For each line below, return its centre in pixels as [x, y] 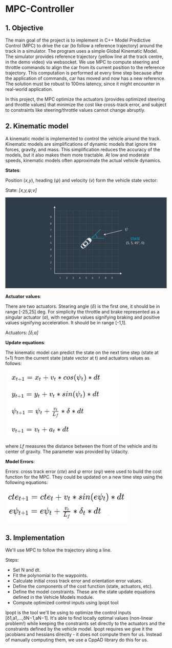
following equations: [27, 482]
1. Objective [24, 28]
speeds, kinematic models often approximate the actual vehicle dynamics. [83, 160]
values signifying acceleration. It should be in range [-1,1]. [66, 323]
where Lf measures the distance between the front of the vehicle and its [81, 446]
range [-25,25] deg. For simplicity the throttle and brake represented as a [82, 312]
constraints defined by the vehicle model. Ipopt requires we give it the [79, 629]
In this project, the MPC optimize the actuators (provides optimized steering [85, 99]
